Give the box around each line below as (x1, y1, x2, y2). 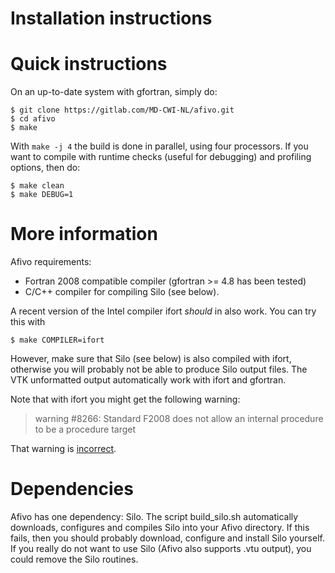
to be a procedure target (34, 423, 137, 436)
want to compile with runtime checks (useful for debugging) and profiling (10, 151, 312, 163)
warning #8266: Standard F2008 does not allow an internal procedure (34, 413, 324, 425)
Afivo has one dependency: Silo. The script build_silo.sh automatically (10, 511, 299, 522)
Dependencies (10, 478, 134, 501)
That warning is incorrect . (10, 443, 117, 455)
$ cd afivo (10, 114, 56, 124)
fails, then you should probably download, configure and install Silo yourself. (10, 532, 325, 544)
